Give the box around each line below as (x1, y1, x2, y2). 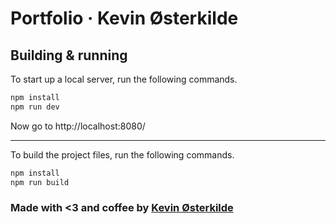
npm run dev (10, 102, 60, 112)
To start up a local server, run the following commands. (10, 73, 238, 85)
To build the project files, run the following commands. (10, 148, 235, 161)
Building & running (10, 47, 128, 64)
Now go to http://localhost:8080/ (10, 120, 146, 132)
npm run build (10, 177, 70, 187)
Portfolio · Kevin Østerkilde (10, 7, 239, 30)
